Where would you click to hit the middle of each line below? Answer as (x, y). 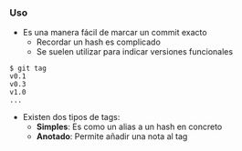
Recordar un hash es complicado (99, 42)
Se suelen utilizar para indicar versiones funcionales (135, 52)
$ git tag (28, 69)
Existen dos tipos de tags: (71, 117)
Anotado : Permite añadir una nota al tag (112, 136)
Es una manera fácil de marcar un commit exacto (115, 33)
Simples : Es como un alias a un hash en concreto (129, 127)
